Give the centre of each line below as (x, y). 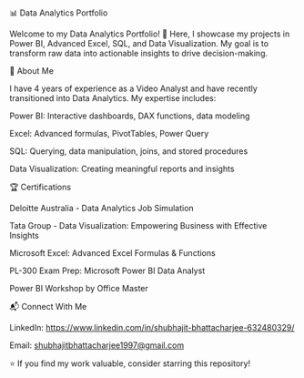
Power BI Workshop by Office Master (79, 288)
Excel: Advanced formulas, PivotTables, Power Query (109, 133)
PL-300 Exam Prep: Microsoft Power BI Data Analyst (107, 271)
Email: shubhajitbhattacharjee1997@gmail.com (97, 345)
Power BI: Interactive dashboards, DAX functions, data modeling (130, 116)
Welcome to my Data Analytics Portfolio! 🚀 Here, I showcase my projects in (150, 34)
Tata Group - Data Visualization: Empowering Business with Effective (138, 225)
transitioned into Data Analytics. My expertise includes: (113, 98)
